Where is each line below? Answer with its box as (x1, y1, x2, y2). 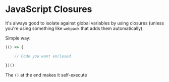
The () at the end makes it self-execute (5, 71, 87, 78)
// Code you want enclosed (14, 53, 71, 58)
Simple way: (5, 35, 31, 41)
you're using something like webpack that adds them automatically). (5, 25, 144, 31)
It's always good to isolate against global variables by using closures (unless (5, 20, 164, 26)
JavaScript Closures (5, 3, 92, 15)
